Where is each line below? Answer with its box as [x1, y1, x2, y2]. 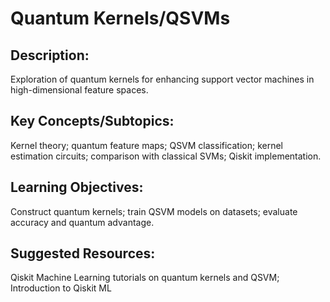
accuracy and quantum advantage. [10, 216, 155, 228]
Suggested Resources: [10, 245, 156, 262]
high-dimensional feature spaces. [10, 84, 149, 96]
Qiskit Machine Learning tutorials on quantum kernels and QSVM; [10, 272, 280, 284]
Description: [10, 47, 90, 64]
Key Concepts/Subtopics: [10, 113, 175, 130]
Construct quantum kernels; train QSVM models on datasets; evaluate [10, 205, 298, 217]
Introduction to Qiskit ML [10, 282, 112, 294]
